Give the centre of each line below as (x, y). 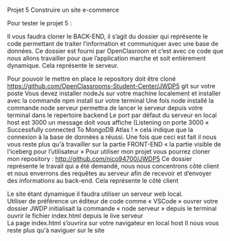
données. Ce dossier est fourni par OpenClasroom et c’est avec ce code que (115, 51)
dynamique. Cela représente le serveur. (63, 65)
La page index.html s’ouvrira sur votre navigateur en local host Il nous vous (113, 223)
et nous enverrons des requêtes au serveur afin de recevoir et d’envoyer (110, 173)
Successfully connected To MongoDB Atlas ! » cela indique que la (100, 130)
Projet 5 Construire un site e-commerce (63, 10)
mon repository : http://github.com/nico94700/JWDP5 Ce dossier (100, 159)
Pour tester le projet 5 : (39, 23)
